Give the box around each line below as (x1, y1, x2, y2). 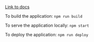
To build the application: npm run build (5, 13, 82, 19)
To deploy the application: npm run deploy (5, 32, 89, 37)
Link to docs (5, 4, 30, 10)
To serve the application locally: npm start (5, 22, 90, 28)
